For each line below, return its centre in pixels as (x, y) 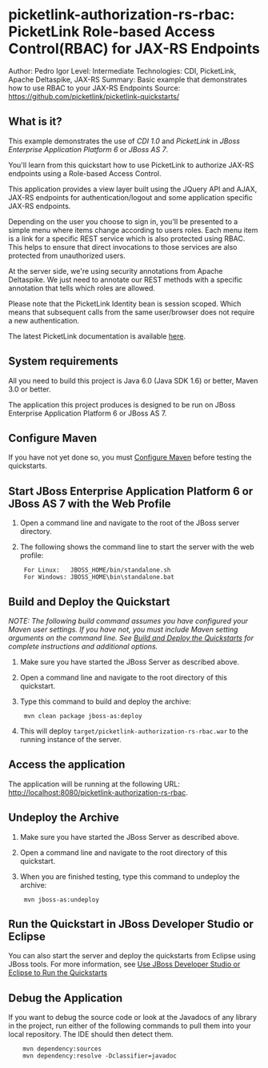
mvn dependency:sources (62, 1049)
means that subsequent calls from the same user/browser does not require (132, 312)
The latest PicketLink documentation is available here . (97, 336)
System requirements (63, 361)
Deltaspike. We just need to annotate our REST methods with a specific (126, 279)
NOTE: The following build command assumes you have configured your (128, 621)
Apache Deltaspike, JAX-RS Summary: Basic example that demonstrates (128, 79)
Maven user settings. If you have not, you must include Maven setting (123, 629)
